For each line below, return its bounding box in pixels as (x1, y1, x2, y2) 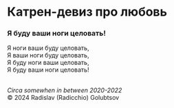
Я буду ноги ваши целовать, (7, 59, 89, 67)
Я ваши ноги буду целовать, (7, 51, 89, 59)
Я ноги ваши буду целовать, (7, 44, 89, 52)
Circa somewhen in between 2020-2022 (7, 86, 122, 94)
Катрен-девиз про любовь (7, 4, 167, 20)
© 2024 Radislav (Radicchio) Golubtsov (7, 94, 120, 102)
